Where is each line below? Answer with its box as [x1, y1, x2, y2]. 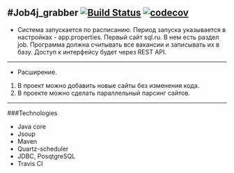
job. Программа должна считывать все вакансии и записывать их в [17, 40, 220, 49]
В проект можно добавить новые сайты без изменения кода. [17, 81, 200, 89]
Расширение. [17, 68, 57, 76]
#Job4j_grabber [7, 7, 79, 19]
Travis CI [17, 159, 43, 167]
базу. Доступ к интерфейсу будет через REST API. [17, 47, 167, 56]
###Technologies [7, 109, 58, 117]
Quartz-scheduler [17, 144, 69, 153]
